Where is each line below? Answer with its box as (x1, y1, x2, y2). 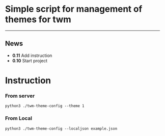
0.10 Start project (12, 57, 48, 63)
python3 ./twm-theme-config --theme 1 (5, 104, 84, 109)
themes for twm (5, 14, 71, 25)
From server (5, 92, 35, 99)
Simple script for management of (5, 3, 142, 15)
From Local (5, 115, 32, 122)
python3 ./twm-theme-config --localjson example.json (5, 126, 118, 131)
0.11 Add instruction (12, 53, 53, 58)
